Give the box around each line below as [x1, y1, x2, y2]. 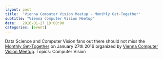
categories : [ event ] [5, 25, 47, 30]
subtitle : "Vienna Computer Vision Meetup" [5, 16, 95, 21]
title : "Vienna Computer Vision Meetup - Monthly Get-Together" [5, 12, 141, 16]
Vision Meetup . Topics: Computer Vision [5, 49, 86, 55]
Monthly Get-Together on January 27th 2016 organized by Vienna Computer [5, 44, 159, 49]
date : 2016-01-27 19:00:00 [5, 20, 64, 26]
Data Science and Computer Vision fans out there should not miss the [5, 38, 145, 44]
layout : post [5, 7, 32, 12]
